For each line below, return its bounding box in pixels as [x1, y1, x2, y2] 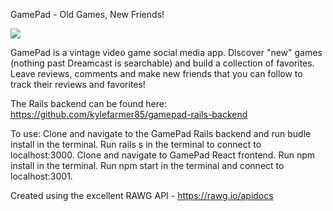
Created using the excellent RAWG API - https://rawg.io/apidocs [10, 190, 274, 201]
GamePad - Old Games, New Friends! [10, 9, 165, 20]
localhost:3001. [10, 170, 73, 182]
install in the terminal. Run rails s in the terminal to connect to [10, 139, 262, 150]
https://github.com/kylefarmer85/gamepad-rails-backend [10, 109, 248, 120]
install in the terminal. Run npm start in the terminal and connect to [10, 160, 285, 171]
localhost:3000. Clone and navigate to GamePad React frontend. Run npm [10, 149, 316, 161]
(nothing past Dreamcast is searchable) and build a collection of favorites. [10, 57, 315, 69]
